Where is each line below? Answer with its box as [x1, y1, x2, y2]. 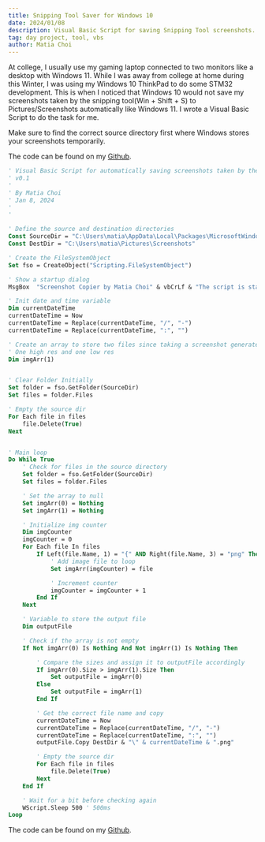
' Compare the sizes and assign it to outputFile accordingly [36, 658, 245, 666]
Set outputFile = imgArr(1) [50, 687, 144, 696]
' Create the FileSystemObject [8, 254, 111, 262]
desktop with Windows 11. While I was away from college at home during [8, 71, 244, 80]
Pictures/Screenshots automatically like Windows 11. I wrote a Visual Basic [8, 104, 250, 114]
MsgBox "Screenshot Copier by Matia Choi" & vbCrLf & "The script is [8, 283, 245, 291]
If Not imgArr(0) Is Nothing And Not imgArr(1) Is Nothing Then [22, 644, 238, 652]
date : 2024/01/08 [8, 19, 65, 27]
